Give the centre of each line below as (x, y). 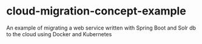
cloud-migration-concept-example (96, 11)
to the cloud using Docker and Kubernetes (59, 34)
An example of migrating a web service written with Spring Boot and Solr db (101, 28)
